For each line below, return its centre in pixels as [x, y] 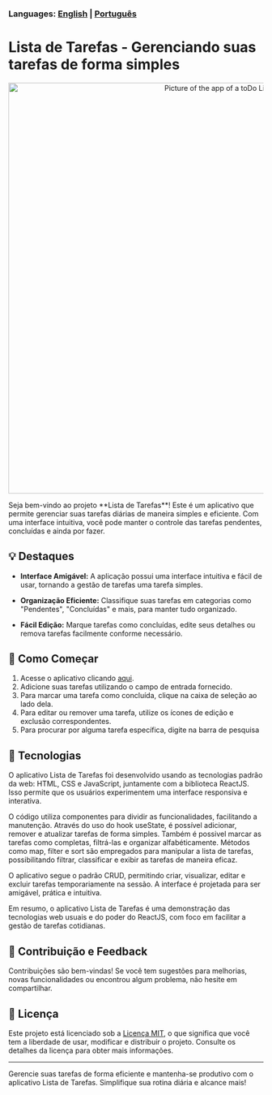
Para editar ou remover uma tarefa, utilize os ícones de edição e [127, 713]
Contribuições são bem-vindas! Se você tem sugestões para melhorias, [128, 971]
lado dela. [36, 704]
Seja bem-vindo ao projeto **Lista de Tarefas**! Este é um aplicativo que [131, 505]
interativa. [25, 801]
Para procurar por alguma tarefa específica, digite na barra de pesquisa [140, 730]
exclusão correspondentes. [66, 722]
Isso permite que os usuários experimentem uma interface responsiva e [128, 792]
